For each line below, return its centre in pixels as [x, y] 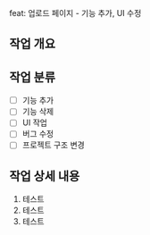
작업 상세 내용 [45, 176]
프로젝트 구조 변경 [53, 145]
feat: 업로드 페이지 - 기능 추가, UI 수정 [75, 13]
